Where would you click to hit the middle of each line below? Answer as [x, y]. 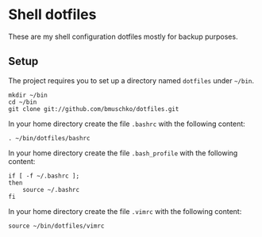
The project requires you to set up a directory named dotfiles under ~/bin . [131, 80]
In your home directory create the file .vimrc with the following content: [125, 211]
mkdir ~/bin [28, 95]
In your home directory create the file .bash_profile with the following [123, 153]
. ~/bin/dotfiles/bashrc [49, 138]
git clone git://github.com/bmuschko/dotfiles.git [94, 109]
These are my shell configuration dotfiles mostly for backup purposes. [123, 36]
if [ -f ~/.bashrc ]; [44, 176]
